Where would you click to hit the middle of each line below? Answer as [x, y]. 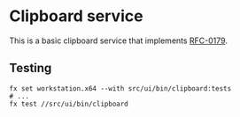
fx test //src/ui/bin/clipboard [69, 104]
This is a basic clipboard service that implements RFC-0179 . [119, 40]
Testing [31, 68]
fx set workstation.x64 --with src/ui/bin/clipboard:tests [120, 88]
